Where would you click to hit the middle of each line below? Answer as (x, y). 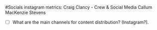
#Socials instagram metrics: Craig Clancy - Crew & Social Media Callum (79, 7)
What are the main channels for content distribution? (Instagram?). (80, 22)
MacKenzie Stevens (25, 12)
